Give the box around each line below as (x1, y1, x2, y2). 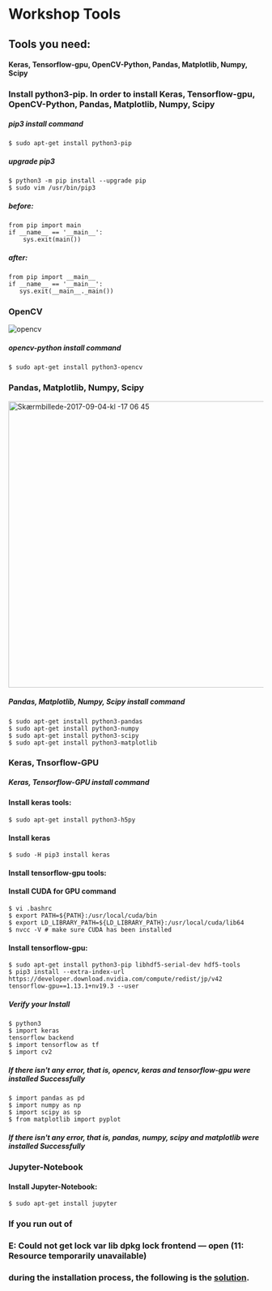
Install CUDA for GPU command (8, 886, 117, 896)
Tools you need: (8, 37, 91, 51)
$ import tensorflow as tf (8, 1041, 100, 1049)
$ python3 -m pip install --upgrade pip (8, 177, 147, 185)
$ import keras (8, 1027, 60, 1035)
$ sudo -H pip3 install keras (8, 851, 111, 860)
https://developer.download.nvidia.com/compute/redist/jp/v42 (8, 975, 223, 984)
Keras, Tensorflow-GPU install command (8, 778, 150, 787)
